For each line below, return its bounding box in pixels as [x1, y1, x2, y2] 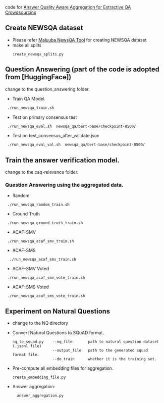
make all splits [12, 42, 42, 48]
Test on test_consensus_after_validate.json [12, 133, 100, 139]
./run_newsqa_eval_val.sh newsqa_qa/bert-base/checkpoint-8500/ [7, 142, 145, 148]
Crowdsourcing [5, 9, 37, 15]
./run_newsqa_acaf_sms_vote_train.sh [7, 294, 85, 299]
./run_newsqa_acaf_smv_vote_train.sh [7, 275, 85, 280]
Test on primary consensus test [12, 114, 77, 120]
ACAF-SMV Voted [12, 266, 50, 272]
